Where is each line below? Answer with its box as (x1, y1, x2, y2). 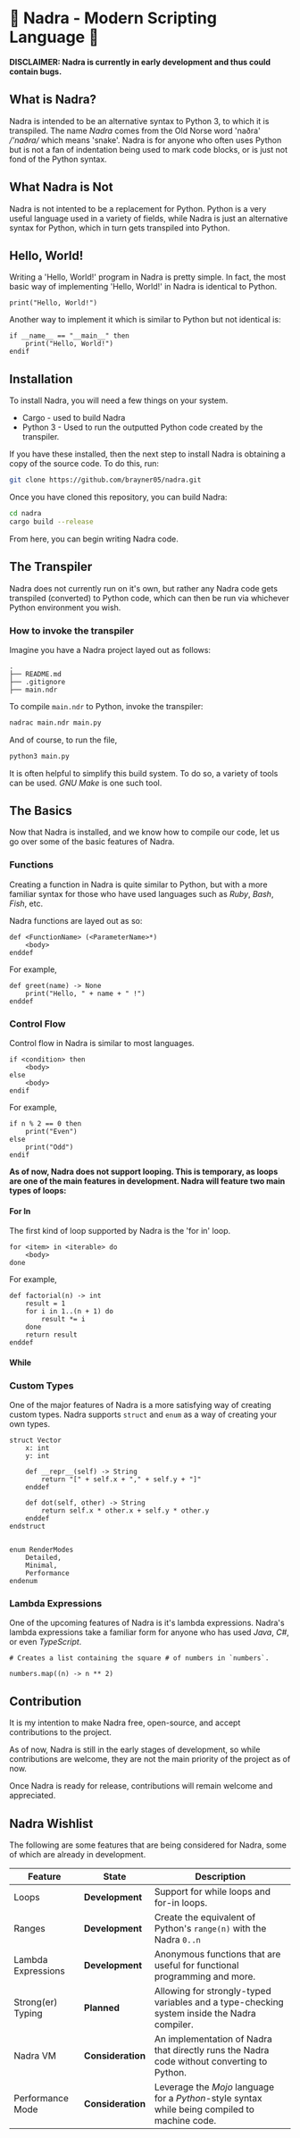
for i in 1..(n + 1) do (25, 1307, 114, 1316)
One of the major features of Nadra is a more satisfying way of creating (9, 1400, 272, 1411)
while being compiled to (154, 2103, 254, 2116)
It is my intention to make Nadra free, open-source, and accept (9, 1717, 241, 1728)
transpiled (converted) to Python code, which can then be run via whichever (9, 592, 290, 603)
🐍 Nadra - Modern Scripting (9, 8, 217, 29)
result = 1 (25, 1299, 66, 1308)
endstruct (9, 1522, 46, 1531)
